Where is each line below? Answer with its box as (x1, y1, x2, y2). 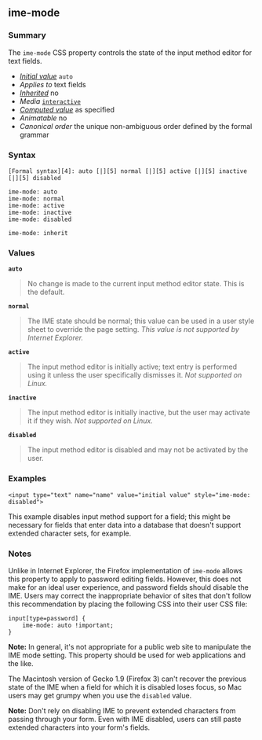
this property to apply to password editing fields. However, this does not (8, 574, 242, 584)
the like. (8, 658, 34, 668)
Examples (8, 473, 47, 484)
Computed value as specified (19, 105, 115, 114)
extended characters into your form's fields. (8, 723, 151, 732)
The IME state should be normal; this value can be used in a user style (27, 316, 255, 326)
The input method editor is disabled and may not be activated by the (27, 445, 249, 455)
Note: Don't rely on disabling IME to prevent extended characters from (8, 705, 236, 715)
